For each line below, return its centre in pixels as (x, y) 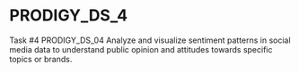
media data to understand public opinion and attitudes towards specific (141, 49)
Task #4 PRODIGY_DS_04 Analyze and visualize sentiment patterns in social (150, 40)
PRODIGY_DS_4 (69, 16)
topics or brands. (41, 59)
